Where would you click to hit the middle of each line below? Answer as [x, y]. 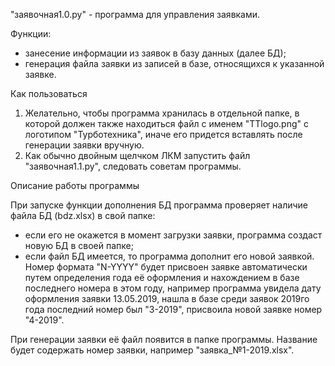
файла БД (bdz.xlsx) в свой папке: [83, 215]
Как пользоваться [49, 93]
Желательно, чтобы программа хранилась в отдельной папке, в [162, 113]
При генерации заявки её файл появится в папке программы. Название [164, 339]
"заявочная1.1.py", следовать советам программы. [133, 166]
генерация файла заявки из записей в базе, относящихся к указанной [174, 63]
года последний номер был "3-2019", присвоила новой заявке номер [173, 309]
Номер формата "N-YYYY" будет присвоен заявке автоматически [166, 267]
